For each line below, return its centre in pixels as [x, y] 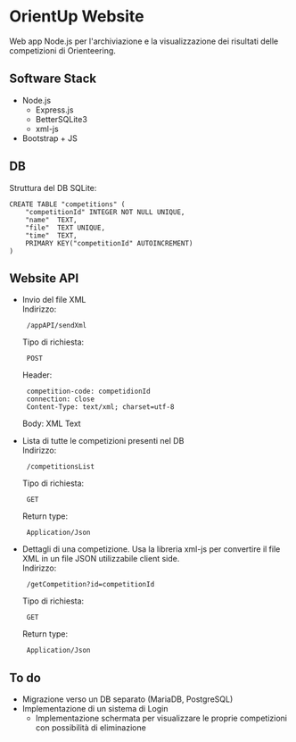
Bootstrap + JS [49, 138]
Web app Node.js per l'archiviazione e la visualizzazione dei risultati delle [144, 41]
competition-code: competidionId [88, 392]
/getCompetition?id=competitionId [90, 585]
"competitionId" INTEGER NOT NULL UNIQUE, [105, 212]
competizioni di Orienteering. [62, 50]
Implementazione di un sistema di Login [95, 709]
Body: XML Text [52, 424]
